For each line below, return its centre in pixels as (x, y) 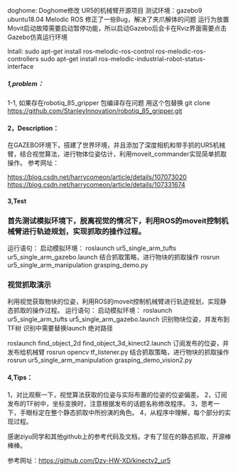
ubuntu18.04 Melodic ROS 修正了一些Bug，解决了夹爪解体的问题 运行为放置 (118, 19)
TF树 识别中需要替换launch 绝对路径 (60, 328)
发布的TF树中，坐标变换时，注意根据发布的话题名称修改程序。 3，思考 (110, 403)
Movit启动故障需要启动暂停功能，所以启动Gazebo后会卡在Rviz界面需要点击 (117, 28)
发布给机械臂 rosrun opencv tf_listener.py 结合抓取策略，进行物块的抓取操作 (118, 352)
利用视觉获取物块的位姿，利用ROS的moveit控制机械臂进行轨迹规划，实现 (114, 301)
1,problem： (26, 83)
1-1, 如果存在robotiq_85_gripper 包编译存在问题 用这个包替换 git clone (109, 102)
